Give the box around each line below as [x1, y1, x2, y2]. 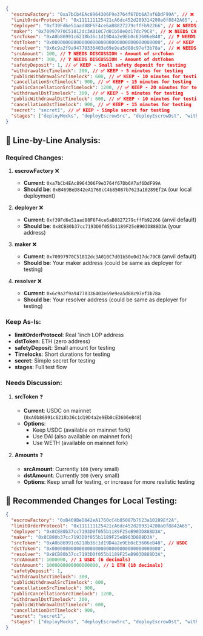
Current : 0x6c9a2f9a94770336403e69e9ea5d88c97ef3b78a [23, 290, 161, 297]
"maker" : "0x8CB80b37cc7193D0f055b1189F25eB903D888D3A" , [11, 534, 158, 540]
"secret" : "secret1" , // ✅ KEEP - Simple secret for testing [11, 107, 170, 113]
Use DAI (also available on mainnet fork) [32, 432, 133, 440]
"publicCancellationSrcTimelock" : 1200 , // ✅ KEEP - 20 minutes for [11, 85, 189, 91]
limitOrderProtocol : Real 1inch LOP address [14, 331, 124, 339]
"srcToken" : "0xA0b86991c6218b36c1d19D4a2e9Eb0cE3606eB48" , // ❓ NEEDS [11, 34, 196, 40]
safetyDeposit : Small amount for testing [14, 344, 116, 352]
